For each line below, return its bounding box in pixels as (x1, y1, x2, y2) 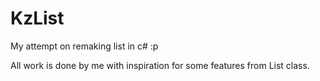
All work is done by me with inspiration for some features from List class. (10, 59, 310, 71)
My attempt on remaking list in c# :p (10, 40, 159, 52)
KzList (10, 7, 65, 30)
